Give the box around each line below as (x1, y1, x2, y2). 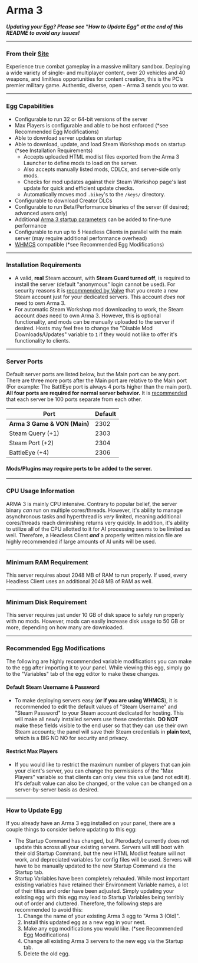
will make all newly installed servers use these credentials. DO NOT (14, 715, 179, 722)
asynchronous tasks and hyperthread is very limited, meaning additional (6, 512, 181, 520)
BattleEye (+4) (9, 449, 49, 457)
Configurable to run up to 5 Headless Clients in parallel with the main (14, 228, 182, 235)
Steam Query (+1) (9, 429, 60, 438)
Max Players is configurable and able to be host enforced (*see (14, 121, 169, 129)
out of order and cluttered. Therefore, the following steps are (14, 900, 163, 907)
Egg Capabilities (6, 102, 54, 110)
